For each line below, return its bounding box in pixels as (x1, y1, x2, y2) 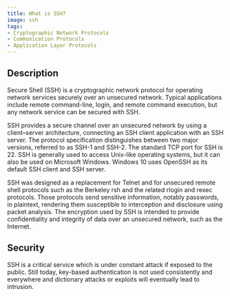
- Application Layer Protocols (7, 42, 97, 49)
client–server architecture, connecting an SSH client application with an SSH (7, 128, 224, 136)
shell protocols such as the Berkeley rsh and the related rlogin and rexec (7, 185, 213, 193)
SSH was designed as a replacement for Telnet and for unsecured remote (7, 178, 216, 187)
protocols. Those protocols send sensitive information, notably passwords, (7, 193, 219, 201)
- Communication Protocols (7, 36, 85, 43)
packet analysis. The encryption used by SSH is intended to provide (7, 207, 200, 215)
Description (7, 67, 59, 79)
